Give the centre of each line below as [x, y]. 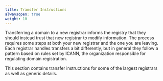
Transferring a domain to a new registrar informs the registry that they [76, 33]
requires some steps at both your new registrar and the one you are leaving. [81, 43]
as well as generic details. [31, 74]
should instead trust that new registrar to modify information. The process [80, 38]
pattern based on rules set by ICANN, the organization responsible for [75, 54]
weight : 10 [16, 19]
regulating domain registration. [36, 59]
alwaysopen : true [23, 14]
